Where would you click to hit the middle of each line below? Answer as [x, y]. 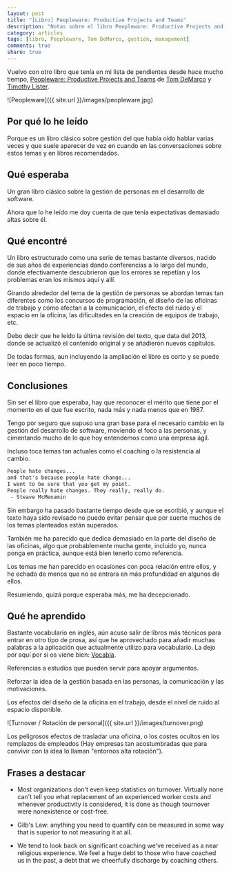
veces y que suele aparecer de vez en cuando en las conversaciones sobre [114, 145]
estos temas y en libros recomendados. [63, 153]
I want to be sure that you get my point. [69, 484]
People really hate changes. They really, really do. [86, 490]
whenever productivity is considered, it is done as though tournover [113, 804]
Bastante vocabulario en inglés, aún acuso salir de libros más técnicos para [114, 633]
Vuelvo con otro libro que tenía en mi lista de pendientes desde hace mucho [115, 72]
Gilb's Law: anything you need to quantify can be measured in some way [120, 825]
